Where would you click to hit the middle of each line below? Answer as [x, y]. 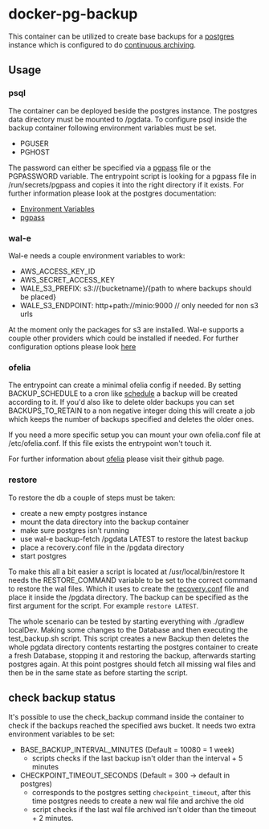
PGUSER [35, 143]
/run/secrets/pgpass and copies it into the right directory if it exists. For [126, 184]
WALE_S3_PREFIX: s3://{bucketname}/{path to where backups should [135, 288]
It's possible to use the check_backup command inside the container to [126, 717]
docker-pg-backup [73, 14]
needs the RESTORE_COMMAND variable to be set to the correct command [133, 579]
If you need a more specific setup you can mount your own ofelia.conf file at [134, 435]
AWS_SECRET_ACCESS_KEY [67, 279]
